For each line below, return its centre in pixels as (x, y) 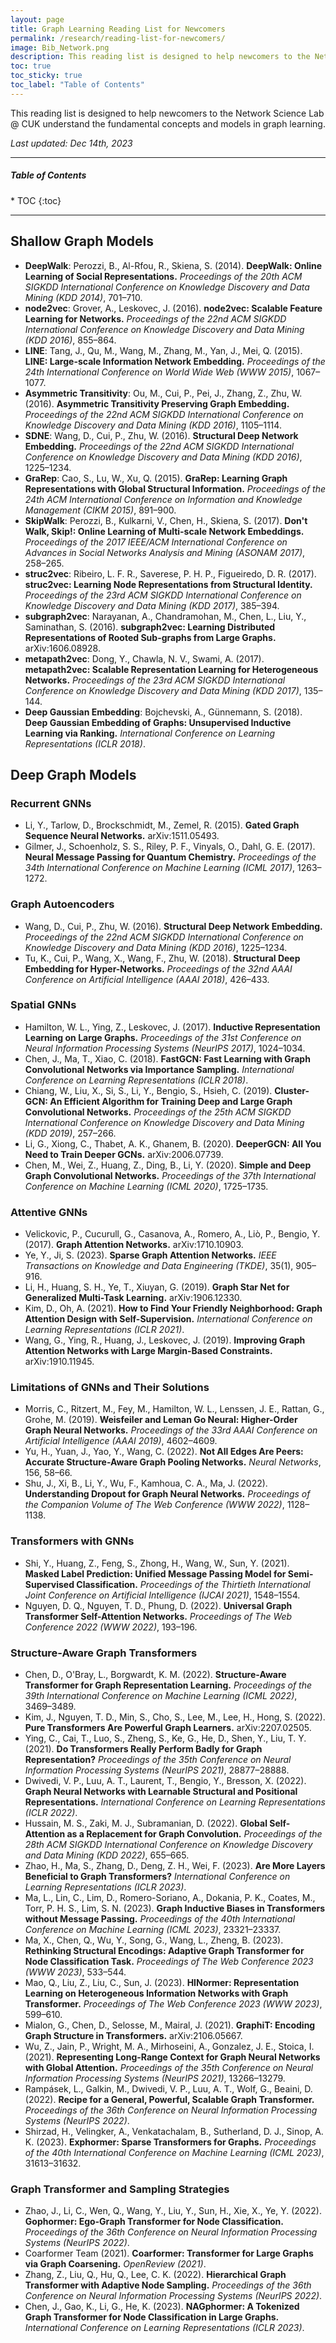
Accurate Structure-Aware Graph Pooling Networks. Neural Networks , (173, 1462)
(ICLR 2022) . (51, 1812)
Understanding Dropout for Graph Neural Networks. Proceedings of (167, 1494)
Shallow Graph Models (82, 241)
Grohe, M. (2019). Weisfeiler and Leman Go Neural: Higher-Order (161, 1420)
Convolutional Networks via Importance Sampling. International (159, 1069)
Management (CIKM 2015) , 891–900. (100, 510)
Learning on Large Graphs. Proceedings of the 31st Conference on (163, 1037)
